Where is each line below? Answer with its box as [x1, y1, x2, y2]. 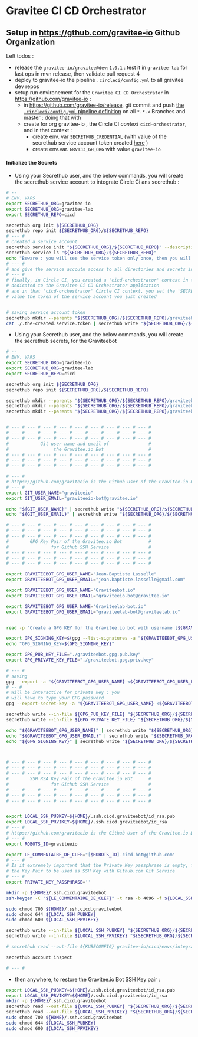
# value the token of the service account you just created [6, 293, 157, 299]
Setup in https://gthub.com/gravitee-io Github [6, 28, 180, 38]
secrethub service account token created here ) [32, 139, 148, 146]
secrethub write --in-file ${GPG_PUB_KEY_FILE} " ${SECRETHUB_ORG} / [6, 711, 176, 718]
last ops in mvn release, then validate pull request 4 [14, 70, 140, 77]
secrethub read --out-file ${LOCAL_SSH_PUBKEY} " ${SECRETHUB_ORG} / [6, 1003, 176, 1010]
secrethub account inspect [6, 954, 72, 960]
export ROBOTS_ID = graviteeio [6, 841, 78, 847]
